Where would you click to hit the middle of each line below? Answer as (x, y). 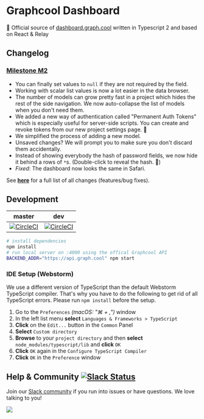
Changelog (28, 53)
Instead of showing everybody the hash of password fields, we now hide (106, 155)
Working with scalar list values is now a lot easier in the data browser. (102, 90)
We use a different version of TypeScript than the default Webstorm (91, 287)
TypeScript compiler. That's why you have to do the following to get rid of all (102, 294)
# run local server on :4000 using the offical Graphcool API (87, 253)
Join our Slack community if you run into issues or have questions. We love (100, 392)
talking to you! (24, 398)
